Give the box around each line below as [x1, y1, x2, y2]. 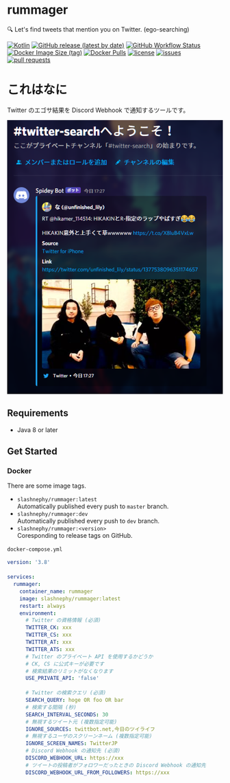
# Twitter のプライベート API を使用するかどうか [25, 653, 153, 660]
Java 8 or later [16, 425, 58, 434]
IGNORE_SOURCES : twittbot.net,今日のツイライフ [25, 725, 155, 733]
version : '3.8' [7, 559, 51, 566]
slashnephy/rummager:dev [16, 511, 88, 518]
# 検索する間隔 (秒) [25, 703, 77, 711]
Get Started [7, 446, 57, 457]
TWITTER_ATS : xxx [25, 646, 75, 652]
